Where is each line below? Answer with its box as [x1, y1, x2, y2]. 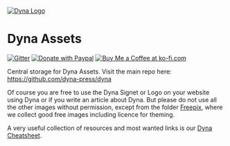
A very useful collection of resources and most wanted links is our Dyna [7, 124, 213, 132]
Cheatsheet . [7, 131, 42, 139]
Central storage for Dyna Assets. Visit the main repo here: [7, 67, 172, 76]
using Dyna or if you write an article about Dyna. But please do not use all [7, 95, 217, 104]
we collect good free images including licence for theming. [7, 110, 175, 118]
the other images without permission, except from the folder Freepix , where [7, 103, 223, 111]
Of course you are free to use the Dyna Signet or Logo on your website [7, 88, 210, 97]
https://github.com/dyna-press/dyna [7, 74, 112, 83]
